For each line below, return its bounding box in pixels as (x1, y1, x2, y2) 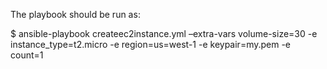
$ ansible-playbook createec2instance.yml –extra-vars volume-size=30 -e (10, 28, 318, 39)
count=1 (10, 49, 44, 61)
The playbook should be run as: (10, 9, 141, 20)
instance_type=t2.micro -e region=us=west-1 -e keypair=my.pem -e (10, 39, 292, 50)
